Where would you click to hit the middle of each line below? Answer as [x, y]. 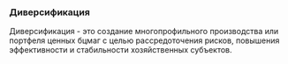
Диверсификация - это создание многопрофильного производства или [144, 32]
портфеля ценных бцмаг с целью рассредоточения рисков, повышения [144, 40]
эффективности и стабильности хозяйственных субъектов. [121, 50]
